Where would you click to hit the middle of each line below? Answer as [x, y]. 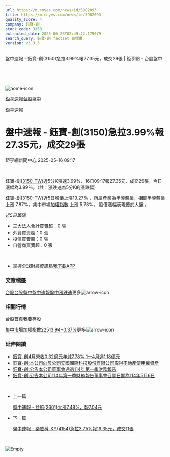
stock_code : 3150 [24, 29]
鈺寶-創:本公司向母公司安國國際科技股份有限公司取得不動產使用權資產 [86, 363]
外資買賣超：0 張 [30, 232]
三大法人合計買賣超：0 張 [39, 226]
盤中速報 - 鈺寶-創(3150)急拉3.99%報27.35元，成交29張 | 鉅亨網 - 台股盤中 [84, 58]
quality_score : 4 [24, 19]
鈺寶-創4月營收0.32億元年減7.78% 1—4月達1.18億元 [66, 356]
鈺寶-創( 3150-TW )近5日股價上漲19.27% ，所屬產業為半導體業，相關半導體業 [85, 198]
